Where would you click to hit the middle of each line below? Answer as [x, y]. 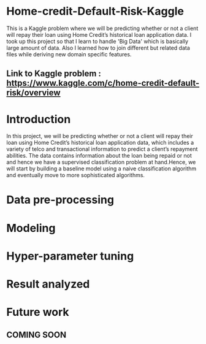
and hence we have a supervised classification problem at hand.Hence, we [101, 162]
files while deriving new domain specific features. [69, 54]
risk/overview [33, 93]
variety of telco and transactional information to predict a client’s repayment [102, 149]
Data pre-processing [60, 200]
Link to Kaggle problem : [54, 74]
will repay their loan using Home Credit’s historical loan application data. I [99, 34]
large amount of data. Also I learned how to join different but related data [98, 48]
